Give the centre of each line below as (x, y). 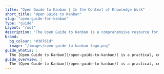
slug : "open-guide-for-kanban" (37, 18)
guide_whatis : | (21, 50)
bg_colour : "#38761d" (31, 41)
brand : (12, 37)
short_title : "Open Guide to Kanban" (43, 14)
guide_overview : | (24, 59)
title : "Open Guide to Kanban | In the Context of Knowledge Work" (75, 9)
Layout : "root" (20, 28)
